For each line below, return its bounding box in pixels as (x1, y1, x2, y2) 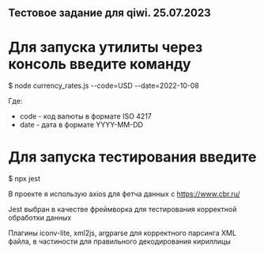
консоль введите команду (8, 55, 191, 73)
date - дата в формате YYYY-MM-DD (19, 120, 144, 130)
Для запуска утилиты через (8, 38, 203, 56)
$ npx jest (8, 174, 41, 184)
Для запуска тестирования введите (8, 148, 257, 165)
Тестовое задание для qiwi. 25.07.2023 (8, 6, 211, 20)
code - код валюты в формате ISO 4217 (19, 112, 153, 121)
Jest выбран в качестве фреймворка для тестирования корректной (8, 205, 237, 214)
